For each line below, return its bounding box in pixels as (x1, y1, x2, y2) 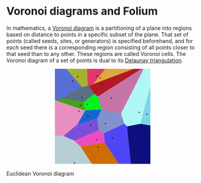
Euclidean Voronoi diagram (6, 170, 75, 177)
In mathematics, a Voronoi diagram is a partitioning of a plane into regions (6, 24, 192, 32)
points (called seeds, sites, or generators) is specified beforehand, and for (6, 37, 194, 44)
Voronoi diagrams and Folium (6, 4, 158, 18)
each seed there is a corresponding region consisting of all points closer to (6, 44, 195, 51)
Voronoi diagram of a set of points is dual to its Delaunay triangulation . (6, 57, 183, 64)
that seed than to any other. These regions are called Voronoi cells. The (6, 50, 186, 57)
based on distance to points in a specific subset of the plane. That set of (6, 30, 189, 38)
